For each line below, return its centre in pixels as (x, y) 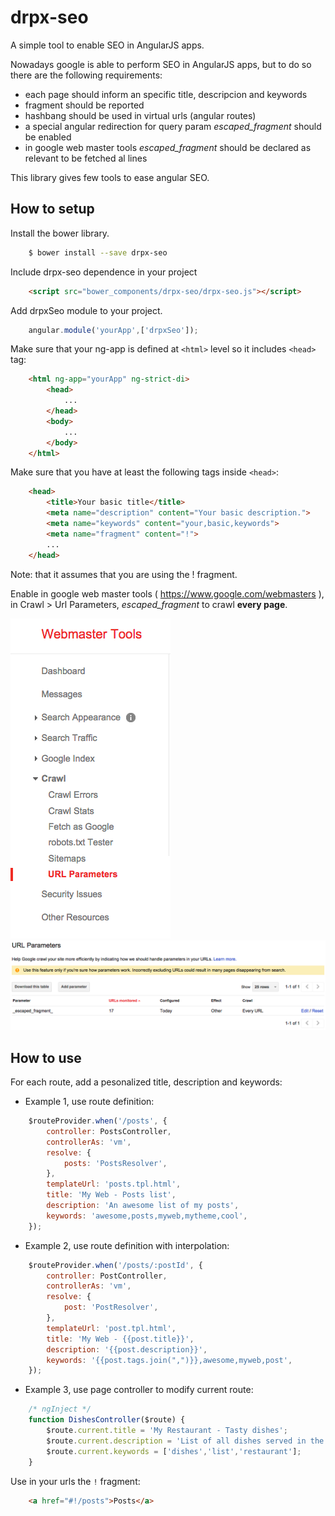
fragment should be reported (84, 105)
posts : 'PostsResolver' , (115, 1163)
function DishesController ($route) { (107, 1420)
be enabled (48, 137)
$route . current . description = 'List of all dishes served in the (185, 1441)
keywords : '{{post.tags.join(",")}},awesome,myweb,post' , (169, 1360)
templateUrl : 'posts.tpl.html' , (114, 1184)
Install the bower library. (60, 233)
